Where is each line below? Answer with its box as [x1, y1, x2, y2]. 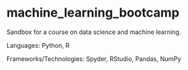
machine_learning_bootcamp [6, 5, 180, 21]
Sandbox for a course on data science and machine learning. [6, 28, 182, 36]
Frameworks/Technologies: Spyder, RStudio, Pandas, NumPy [6, 54, 182, 63]
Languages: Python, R [6, 41, 70, 49]
